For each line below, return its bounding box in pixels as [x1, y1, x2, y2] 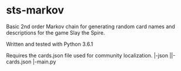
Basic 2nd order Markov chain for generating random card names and [6, 23, 175, 30]
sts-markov [6, 4, 65, 17]
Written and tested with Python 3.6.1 [6, 40, 93, 48]
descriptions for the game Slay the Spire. [6, 29, 105, 36]
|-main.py [32, 58, 56, 65]
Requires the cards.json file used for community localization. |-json [6, 52, 169, 59]
